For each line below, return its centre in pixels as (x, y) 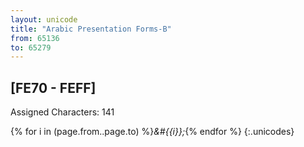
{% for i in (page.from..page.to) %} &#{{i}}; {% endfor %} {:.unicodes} (152, 132)
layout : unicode (44, 19)
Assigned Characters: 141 (62, 112)
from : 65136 (35, 38)
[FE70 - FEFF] (53, 87)
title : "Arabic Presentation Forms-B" (91, 29)
